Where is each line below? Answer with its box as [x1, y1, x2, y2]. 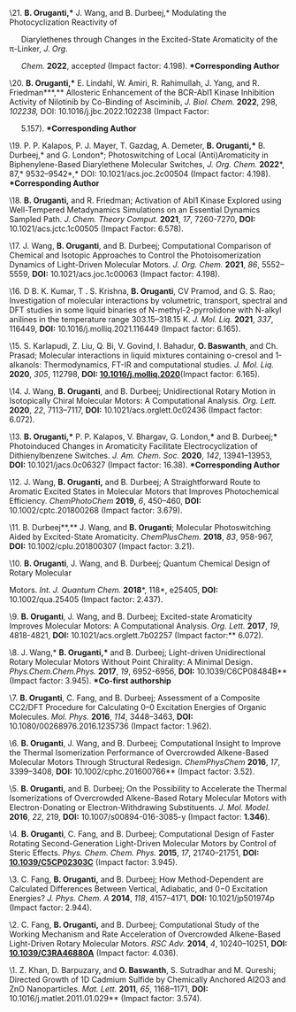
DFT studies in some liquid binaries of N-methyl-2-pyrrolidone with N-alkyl [9, 305, 282, 315]
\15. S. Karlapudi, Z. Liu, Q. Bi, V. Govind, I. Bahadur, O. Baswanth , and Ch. [9, 341, 278, 351]
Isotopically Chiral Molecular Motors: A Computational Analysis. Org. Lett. [9, 396, 277, 406]
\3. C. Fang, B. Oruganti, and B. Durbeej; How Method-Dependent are [9, 874, 264, 885]
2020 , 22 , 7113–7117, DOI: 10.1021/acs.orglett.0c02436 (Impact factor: [9, 405, 262, 415]
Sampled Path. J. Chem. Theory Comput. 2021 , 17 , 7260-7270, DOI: [9, 214, 256, 224]
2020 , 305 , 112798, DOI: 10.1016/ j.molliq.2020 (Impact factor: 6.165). [9, 369, 261, 379]
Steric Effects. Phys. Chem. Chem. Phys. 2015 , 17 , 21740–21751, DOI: [9, 847, 260, 858]
